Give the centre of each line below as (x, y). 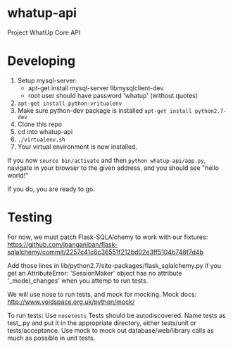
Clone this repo (39, 124)
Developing (42, 61)
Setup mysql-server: (47, 80)
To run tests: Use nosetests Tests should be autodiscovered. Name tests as (117, 315)
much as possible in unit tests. (51, 338)
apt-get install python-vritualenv (70, 104)
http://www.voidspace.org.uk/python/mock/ (71, 302)
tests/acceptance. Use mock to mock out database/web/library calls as (111, 330)
